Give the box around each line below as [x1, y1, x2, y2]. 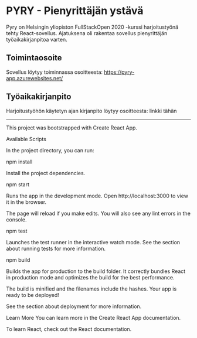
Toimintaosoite [6, 53, 63, 63]
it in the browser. [6, 198, 47, 206]
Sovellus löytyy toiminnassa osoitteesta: [6, 69, 103, 76]
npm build [6, 256, 30, 263]
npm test [6, 227, 28, 234]
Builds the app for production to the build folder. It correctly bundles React [6, 268, 186, 275]
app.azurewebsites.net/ [6, 74, 63, 81]
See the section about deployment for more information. [6, 303, 142, 310]
